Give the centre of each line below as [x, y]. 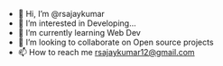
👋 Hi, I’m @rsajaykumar [61, 14]
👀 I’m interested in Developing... [77, 23]
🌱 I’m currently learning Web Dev [79, 33]
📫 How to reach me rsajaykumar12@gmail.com [107, 52]
